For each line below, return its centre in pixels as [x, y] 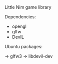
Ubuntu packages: [24, 46]
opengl [19, 26]
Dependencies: [20, 17]
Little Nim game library [28, 7]
